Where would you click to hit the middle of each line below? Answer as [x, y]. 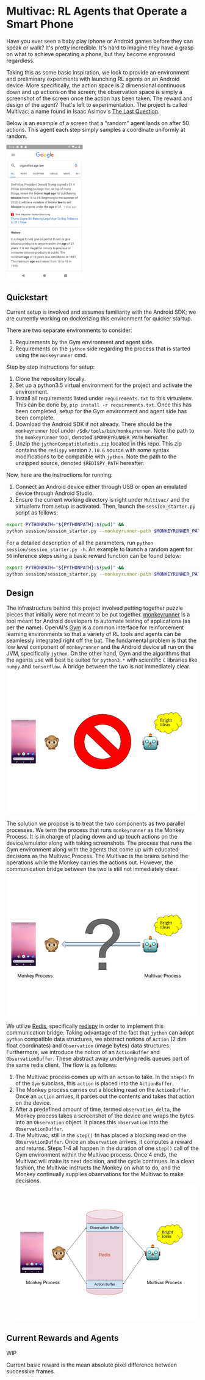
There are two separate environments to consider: [69, 330]
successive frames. [31, 1371]
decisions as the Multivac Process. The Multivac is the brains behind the [97, 856]
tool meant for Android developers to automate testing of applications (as [99, 621]
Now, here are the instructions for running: [59, 475]
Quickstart [27, 297]
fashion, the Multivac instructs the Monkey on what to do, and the [98, 1168]
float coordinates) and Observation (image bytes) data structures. [88, 1046]
